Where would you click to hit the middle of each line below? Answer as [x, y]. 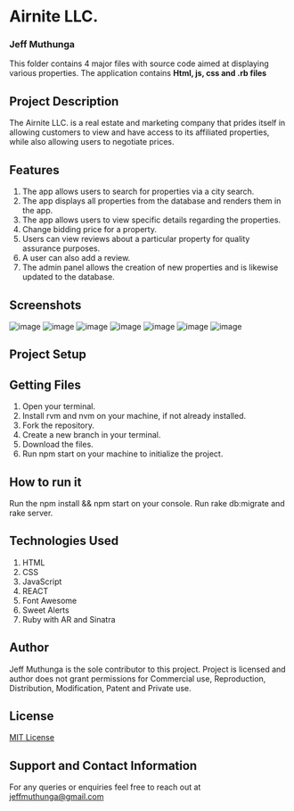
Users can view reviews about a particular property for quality [136, 239]
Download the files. [57, 445]
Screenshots [45, 305]
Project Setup [48, 355]
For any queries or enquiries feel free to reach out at [105, 787]
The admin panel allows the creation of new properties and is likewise [150, 268]
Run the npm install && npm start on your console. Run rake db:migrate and [147, 503]
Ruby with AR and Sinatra [69, 619]
